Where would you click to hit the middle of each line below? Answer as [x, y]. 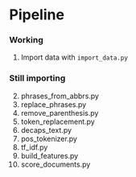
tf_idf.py [34, 147]
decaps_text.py [46, 130]
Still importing [37, 78]
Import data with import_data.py [74, 57]
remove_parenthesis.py [60, 113]
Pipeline [37, 15]
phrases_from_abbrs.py [60, 96]
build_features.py [49, 155]
